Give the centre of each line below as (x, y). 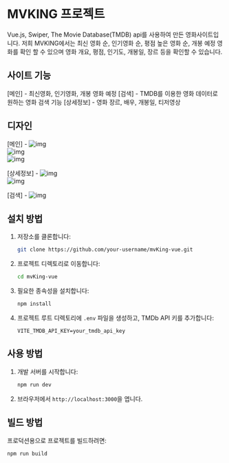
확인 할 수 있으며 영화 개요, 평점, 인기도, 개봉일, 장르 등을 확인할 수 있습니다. (121, 52)
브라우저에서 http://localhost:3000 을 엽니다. (80, 399)
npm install (34, 304)
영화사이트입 (202, 34)
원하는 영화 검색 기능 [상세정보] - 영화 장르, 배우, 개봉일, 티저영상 (94, 102)
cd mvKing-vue (37, 277)
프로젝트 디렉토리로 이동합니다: (59, 264)
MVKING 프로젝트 (56, 14)
